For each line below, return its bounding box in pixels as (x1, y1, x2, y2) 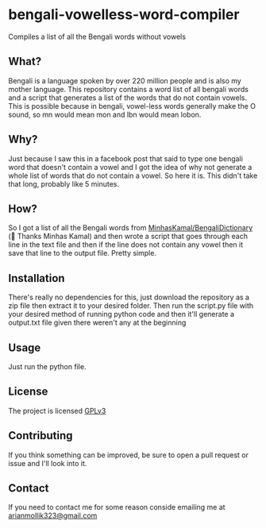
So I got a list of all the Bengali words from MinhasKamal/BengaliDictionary (8, 223, 253, 233)
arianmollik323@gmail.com (8, 511, 98, 521)
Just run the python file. (8, 362, 87, 371)
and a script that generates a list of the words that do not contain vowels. (8, 93, 248, 102)
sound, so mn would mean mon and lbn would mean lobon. (8, 110, 202, 119)
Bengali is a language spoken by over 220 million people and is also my (8, 75, 242, 85)
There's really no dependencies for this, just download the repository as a (8, 292, 250, 303)
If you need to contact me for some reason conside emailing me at (8, 503, 226, 512)
